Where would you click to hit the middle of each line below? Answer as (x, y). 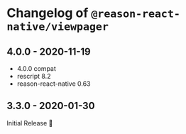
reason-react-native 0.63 (54, 84)
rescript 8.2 (34, 76)
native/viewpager (58, 27)
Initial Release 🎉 (30, 123)
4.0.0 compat (36, 68)
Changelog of (48, 13)
